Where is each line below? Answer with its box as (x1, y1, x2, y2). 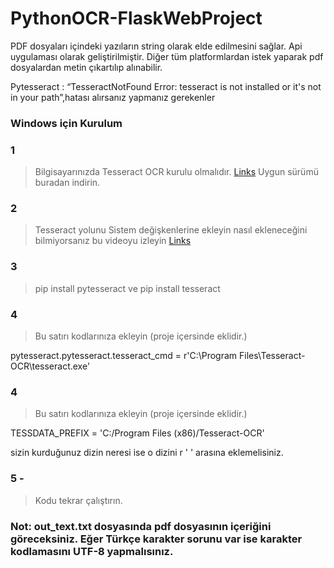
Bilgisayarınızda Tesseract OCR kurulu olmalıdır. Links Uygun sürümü (34, 166, 319, 178)
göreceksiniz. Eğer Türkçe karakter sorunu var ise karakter (10, 532, 303, 546)
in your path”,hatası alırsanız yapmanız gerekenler (10, 91, 216, 103)
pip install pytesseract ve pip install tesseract (34, 282, 221, 294)
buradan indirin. (34, 177, 101, 189)
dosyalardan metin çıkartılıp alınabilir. (10, 61, 163, 73)
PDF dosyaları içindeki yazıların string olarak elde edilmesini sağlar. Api (10, 40, 303, 52)
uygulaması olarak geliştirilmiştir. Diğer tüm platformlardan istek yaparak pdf (10, 50, 324, 62)
